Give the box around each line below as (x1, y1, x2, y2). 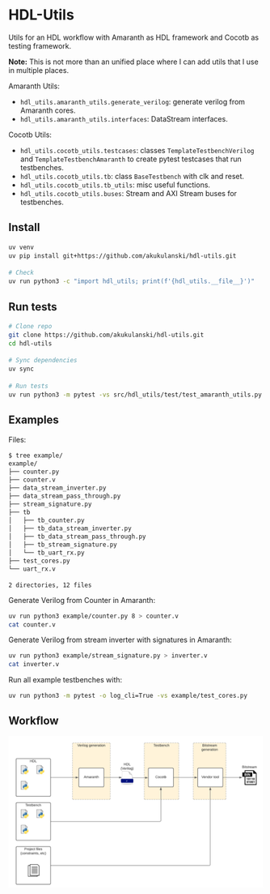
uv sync (8, 365, 35, 374)
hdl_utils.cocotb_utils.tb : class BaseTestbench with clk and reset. (19, 171, 245, 181)
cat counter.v (8, 620, 57, 629)
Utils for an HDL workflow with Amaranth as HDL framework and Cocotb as (8, 32, 259, 42)
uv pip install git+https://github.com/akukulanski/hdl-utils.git (8, 251, 237, 260)
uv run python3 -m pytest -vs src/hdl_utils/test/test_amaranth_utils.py (8, 391, 263, 399)
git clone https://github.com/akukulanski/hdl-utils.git (8, 331, 205, 339)
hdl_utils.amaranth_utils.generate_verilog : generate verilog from (19, 96, 245, 106)
